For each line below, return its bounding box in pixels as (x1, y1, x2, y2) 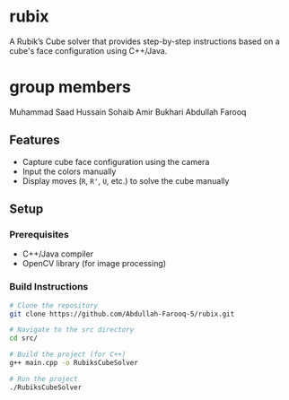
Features (9, 133, 60, 148)
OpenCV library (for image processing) (22, 258, 167, 269)
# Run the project (9, 374, 78, 383)
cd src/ (9, 334, 39, 343)
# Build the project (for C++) (9, 350, 127, 360)
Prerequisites (9, 229, 69, 240)
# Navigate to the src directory (9, 326, 135, 335)
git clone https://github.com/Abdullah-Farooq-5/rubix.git (9, 309, 235, 318)
